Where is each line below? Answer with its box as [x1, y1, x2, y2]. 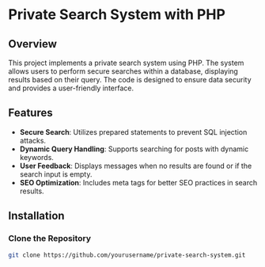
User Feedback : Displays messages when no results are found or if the [19, 161, 252, 170]
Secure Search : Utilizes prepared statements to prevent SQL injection [19, 127, 248, 136]
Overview [8, 37, 58, 51]
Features [8, 106, 53, 120]
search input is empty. [19, 169, 93, 179]
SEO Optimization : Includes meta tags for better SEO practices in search [19, 177, 258, 187]
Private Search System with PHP [8, 6, 225, 24]
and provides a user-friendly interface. [8, 83, 134, 93]
